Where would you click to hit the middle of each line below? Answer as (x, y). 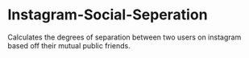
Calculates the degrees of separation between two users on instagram (124, 37)
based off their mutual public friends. (69, 45)
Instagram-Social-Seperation (108, 15)
